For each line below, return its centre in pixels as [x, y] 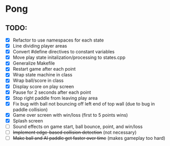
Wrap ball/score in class [38, 80]
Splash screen [28, 120]
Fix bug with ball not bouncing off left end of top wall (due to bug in [84, 103]
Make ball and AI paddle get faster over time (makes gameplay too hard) [89, 138]
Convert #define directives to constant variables [63, 52]
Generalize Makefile [34, 63]
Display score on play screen [43, 86]
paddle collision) [30, 109]
